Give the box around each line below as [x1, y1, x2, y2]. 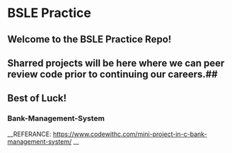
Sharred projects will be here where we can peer [7, 57, 225, 69]
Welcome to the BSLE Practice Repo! [7, 33, 172, 45]
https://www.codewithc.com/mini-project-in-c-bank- [52, 130, 207, 138]
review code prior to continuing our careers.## [7, 68, 218, 80]
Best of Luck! [7, 92, 67, 104]
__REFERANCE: [7, 130, 52, 138]
